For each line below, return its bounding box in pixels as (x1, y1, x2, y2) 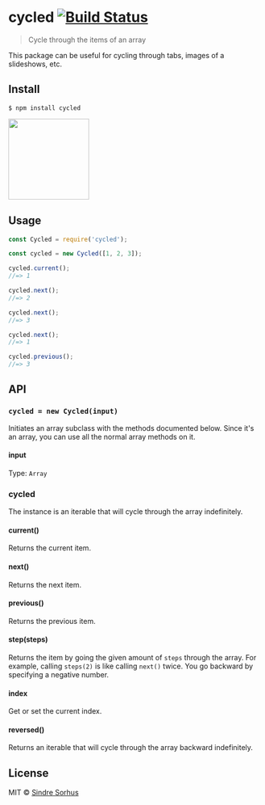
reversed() (8, 724, 45, 735)
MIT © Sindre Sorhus (8, 788, 79, 798)
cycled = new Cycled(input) (8, 407, 118, 416)
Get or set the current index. (8, 706, 102, 716)
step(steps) (8, 634, 48, 644)
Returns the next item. (8, 580, 82, 589)
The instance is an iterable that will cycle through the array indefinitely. (8, 507, 243, 516)
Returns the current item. (8, 543, 91, 553)
